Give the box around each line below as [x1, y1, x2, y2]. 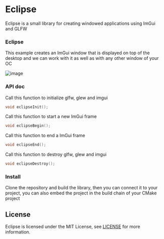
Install [5, 173, 21, 180]
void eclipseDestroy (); [5, 161, 56, 167]
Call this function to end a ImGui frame [5, 133, 86, 139]
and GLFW [5, 25, 28, 31]
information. [5, 229, 31, 235]
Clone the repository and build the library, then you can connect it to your [5, 185, 158, 191]
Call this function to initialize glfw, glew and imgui [5, 95, 108, 101]
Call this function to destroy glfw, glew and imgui [5, 151, 107, 157]
